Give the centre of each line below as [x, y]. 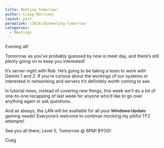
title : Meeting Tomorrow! [32, 10]
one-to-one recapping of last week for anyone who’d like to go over [74, 96]
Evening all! [17, 46]
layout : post [19, 19]
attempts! [15, 121]
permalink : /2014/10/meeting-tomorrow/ [46, 23]
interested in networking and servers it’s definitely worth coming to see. [78, 81]
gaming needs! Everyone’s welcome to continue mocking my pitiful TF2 [78, 116]
